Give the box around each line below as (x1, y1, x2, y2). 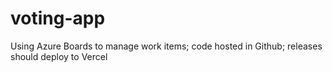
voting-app (10, 7, 106, 30)
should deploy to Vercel (10, 50, 108, 62)
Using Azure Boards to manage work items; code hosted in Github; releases (10, 40, 323, 52)
